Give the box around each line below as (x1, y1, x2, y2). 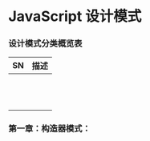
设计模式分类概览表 (8, 38, 83, 49)
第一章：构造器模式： (8, 123, 91, 135)
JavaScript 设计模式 (8, 7, 142, 26)
